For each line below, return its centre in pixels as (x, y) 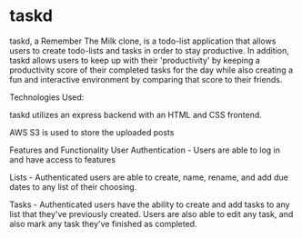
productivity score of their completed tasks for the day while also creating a (151, 70)
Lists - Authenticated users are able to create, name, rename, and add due (149, 177)
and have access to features (63, 159)
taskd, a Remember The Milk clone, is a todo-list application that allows (143, 41)
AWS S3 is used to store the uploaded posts (92, 132)
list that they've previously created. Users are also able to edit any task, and (151, 213)
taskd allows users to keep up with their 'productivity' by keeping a (135, 60)
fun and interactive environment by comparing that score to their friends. (146, 79)
